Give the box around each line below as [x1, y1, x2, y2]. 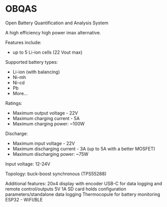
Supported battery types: [5, 59, 58, 65]
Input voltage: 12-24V [5, 160, 51, 167]
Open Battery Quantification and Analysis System [5, 20, 109, 26]
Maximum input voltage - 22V [12, 140, 75, 146]
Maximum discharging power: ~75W [12, 151, 89, 157]
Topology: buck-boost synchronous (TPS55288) [5, 171, 107, 177]
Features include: [5, 39, 42, 46]
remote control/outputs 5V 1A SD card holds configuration [5, 186, 126, 192]
